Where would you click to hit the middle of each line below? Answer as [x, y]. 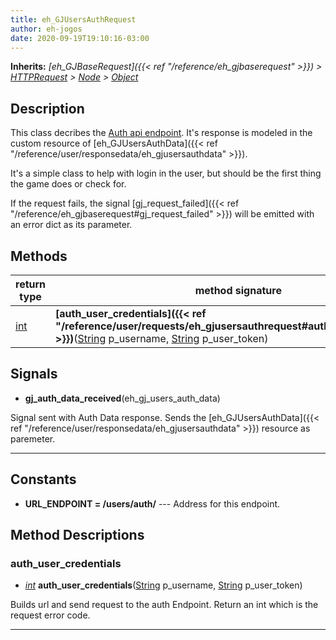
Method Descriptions [77, 535]
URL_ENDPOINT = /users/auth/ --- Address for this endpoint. [152, 503]
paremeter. [33, 438]
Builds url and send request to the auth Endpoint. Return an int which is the [164, 605]
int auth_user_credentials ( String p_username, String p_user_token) [163, 585]
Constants [43, 479]
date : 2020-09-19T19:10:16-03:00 [80, 38]
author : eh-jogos [46, 29]
